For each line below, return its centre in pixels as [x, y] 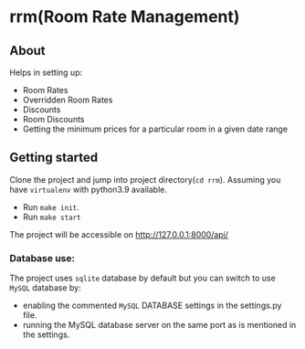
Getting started [54, 158]
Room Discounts [53, 119]
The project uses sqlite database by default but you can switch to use [142, 278]
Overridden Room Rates [68, 100]
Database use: [42, 258]
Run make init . [51, 206]
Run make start [52, 217]
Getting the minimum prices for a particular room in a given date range [155, 129]
